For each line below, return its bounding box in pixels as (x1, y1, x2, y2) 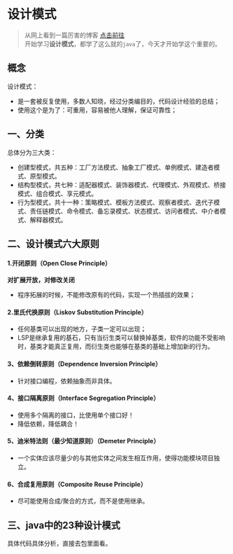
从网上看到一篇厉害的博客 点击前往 (24, 31, 125, 39)
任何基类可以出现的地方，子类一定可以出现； (17, 325, 147, 333)
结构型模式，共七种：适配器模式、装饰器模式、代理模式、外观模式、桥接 (17, 180, 226, 189)
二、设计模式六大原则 (7, 237, 99, 249)
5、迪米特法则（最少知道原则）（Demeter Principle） (7, 437, 160, 445)
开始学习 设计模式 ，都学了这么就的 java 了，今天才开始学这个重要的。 (24, 39, 222, 48)
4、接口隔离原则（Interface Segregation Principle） (7, 394, 160, 403)
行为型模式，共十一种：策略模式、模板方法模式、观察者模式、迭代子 (17, 198, 214, 207)
